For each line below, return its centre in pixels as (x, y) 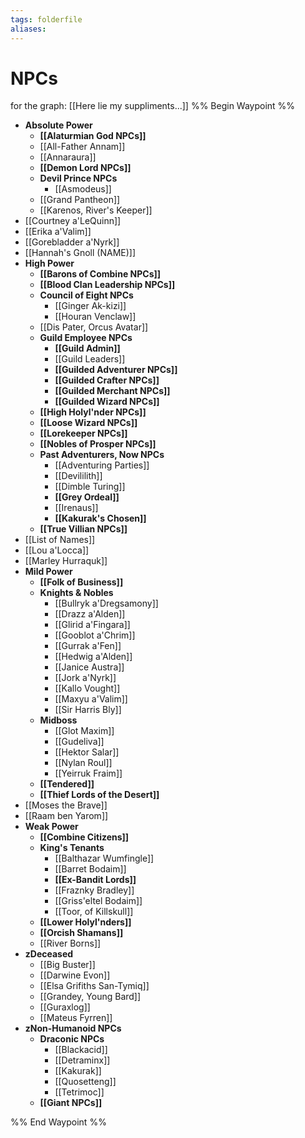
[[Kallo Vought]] (87, 688)
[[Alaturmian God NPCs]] (93, 136)
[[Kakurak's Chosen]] (100, 518)
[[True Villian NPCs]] (83, 529)
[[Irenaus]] (76, 508)
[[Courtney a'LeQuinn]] (73, 221)
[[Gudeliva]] (79, 742)
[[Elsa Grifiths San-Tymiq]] (94, 986)
